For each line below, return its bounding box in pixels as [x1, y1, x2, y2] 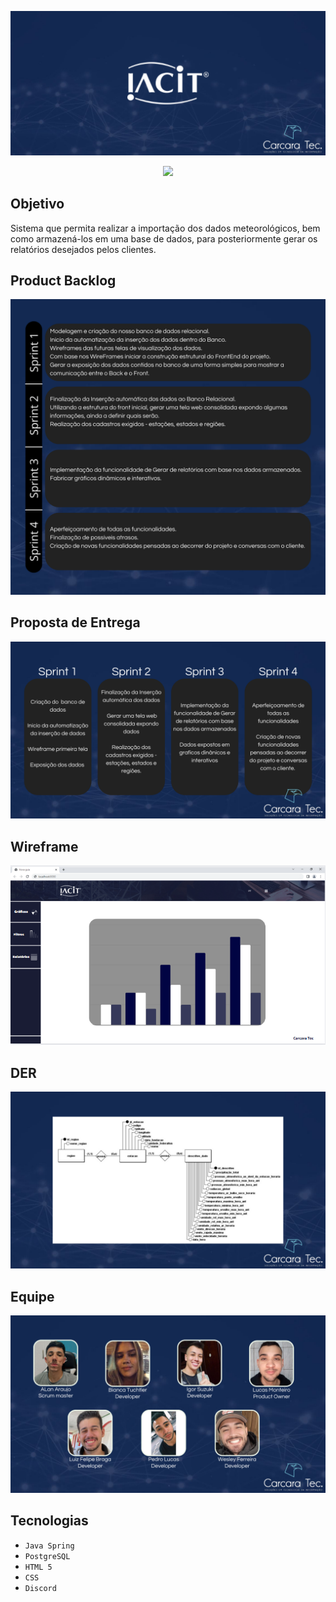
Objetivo [10, 196, 65, 213]
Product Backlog [10, 272, 117, 290]
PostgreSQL [24, 1551, 71, 1561]
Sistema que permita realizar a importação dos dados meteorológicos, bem [10, 222, 321, 234]
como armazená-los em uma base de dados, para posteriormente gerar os [10, 232, 318, 245]
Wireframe [10, 838, 79, 855]
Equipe [10, 1288, 55, 1305]
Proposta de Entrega [10, 614, 141, 631]
